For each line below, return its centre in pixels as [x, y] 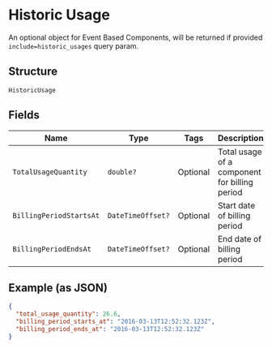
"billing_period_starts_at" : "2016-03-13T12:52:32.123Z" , [116, 322]
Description [241, 138]
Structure [33, 72]
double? [122, 172]
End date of [239, 238]
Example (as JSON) [58, 288]
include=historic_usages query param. [74, 45]
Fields [24, 115]
